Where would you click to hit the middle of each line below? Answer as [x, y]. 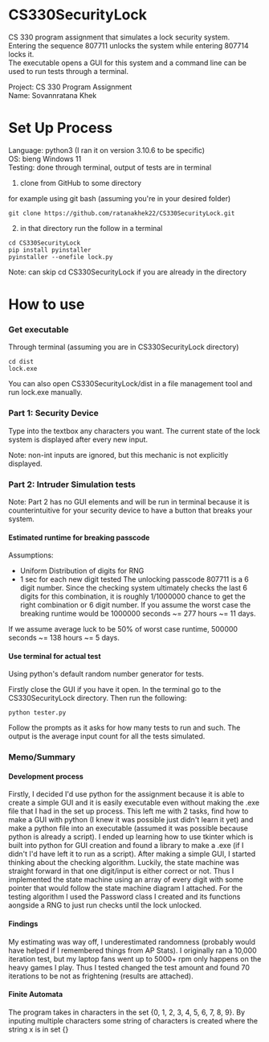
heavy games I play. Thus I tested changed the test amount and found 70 [129, 967]
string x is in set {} [39, 1029]
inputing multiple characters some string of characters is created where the [133, 1020]
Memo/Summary [42, 757]
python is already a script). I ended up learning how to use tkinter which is [131, 837]
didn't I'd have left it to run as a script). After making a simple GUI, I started [132, 854]
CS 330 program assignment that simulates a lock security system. [119, 37]
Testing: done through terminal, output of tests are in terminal [110, 167]
